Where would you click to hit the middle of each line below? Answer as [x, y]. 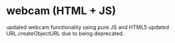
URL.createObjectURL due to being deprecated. [65, 33]
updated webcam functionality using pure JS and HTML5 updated [88, 27]
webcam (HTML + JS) [61, 11]
